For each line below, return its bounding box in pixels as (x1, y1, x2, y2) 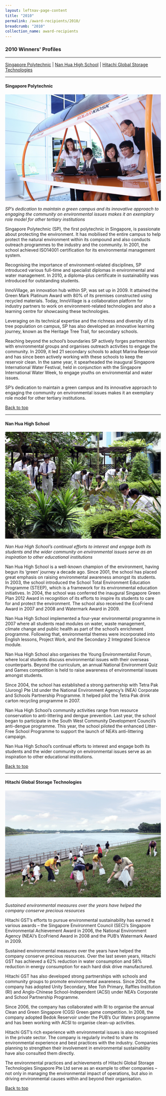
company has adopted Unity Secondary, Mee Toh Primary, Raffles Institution (5, 984, 161, 990)
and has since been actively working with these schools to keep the (5, 354, 143, 360)
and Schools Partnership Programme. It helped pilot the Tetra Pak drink (5, 692, 150, 698)
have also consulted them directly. (5, 1050, 75, 1056)
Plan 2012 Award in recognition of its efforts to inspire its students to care (5, 595, 155, 601)
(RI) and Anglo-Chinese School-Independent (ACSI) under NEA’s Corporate (5, 989, 158, 995)
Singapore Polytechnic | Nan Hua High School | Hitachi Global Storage (5, 62, 148, 68)
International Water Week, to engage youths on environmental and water (5, 369, 153, 376)
